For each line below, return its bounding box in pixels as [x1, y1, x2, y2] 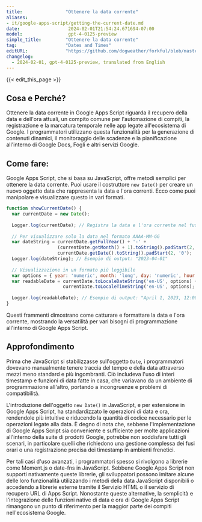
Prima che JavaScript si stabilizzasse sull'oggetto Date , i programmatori [6, 358, 184, 365]
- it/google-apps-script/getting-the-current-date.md [6, 20, 144, 26]
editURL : [6, 48, 28, 54]
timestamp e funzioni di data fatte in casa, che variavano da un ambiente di [6, 377, 192, 384]
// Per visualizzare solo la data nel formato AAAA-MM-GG [11, 233, 161, 240]
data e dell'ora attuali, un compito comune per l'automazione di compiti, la [6, 116, 190, 123]
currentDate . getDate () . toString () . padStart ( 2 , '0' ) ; [57, 250, 192, 256]
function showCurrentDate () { [6, 205, 82, 211]
